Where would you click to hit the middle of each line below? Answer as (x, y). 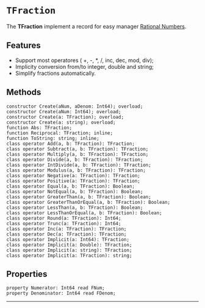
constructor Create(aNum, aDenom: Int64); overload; (75, 106)
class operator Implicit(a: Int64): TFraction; (68, 239)
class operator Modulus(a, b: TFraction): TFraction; (76, 170)
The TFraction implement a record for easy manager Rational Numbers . (96, 26)
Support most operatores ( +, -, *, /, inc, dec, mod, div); (84, 60)
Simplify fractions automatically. (56, 73)
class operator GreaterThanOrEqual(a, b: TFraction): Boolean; (88, 202)
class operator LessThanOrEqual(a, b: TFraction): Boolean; (85, 213)
